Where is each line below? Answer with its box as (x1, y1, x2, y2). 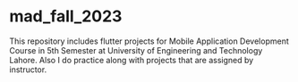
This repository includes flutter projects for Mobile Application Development (9, 36, 289, 46)
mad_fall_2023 (9, 6, 123, 27)
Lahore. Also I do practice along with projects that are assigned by (9, 54, 254, 65)
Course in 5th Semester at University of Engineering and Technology (9, 45, 263, 55)
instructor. (9, 64, 47, 75)
